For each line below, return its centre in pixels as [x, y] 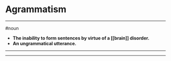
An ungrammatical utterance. [45, 43]
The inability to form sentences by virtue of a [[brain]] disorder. [81, 38]
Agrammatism [36, 9]
